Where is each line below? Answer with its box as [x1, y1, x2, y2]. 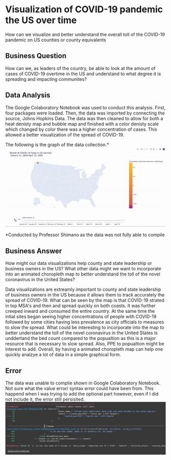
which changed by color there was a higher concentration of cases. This [5, 126, 157, 132]
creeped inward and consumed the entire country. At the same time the [5, 308, 155, 314]
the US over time [5, 14, 77, 26]
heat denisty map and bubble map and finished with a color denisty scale [5, 121, 159, 127]
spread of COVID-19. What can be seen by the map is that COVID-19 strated [5, 297, 164, 304]
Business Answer [5, 246, 62, 255]
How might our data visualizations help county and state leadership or [5, 260, 152, 266]
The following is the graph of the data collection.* [5, 142, 109, 148]
